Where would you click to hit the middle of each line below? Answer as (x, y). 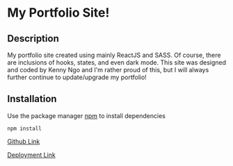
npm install (24, 128)
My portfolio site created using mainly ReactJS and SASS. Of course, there (114, 55)
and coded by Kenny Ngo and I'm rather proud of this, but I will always (108, 70)
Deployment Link (31, 155)
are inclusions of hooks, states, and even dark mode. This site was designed (117, 63)
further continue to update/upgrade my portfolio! (77, 77)
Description (33, 39)
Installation (32, 99)
